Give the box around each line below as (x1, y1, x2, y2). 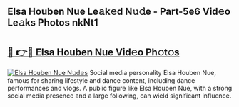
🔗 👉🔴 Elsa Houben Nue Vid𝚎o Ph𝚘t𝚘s (7, 46, 180, 58)
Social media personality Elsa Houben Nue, (89, 69, 216, 77)
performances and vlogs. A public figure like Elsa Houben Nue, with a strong (7, 84, 233, 92)
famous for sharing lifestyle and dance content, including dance (7, 77, 195, 84)
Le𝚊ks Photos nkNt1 (7, 17, 98, 29)
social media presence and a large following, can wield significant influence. (7, 91, 232, 100)
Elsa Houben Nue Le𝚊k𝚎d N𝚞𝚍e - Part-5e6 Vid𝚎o (7, 6, 230, 18)
